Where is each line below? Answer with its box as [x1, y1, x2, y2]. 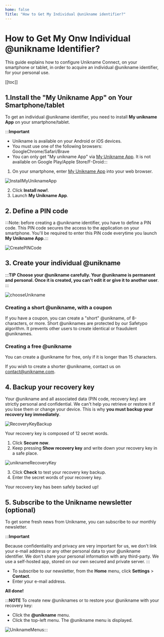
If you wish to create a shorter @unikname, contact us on [5, 364, 121, 369]
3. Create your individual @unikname [5, 259, 121, 267]
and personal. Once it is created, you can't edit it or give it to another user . [5, 277, 159, 283]
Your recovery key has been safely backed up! [5, 484, 99, 490]
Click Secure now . [12, 440, 50, 446]
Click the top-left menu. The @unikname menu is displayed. [12, 617, 133, 623]
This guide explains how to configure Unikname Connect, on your [5, 59, 138, 65]
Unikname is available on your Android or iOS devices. [12, 138, 122, 144]
